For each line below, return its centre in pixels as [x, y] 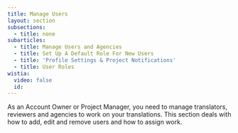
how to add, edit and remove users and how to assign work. [95, 122]
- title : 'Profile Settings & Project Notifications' [95, 60]
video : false [33, 80]
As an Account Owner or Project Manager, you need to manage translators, [117, 107]
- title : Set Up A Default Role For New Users [84, 54]
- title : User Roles [44, 67]
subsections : [27, 27]
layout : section [31, 21]
